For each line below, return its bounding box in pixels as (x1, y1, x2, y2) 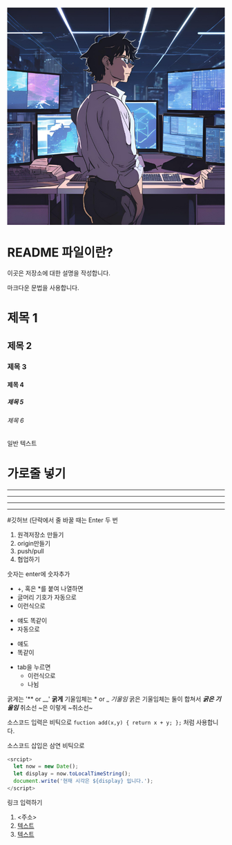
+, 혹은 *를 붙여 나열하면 (17, 584, 84, 593)
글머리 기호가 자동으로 (17, 593, 77, 601)
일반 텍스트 (7, 439, 37, 447)
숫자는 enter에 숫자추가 (7, 570, 70, 578)
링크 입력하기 (7, 798, 43, 806)
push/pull (17, 546, 44, 555)
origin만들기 (17, 539, 50, 547)
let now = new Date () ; (13, 763, 79, 770)
